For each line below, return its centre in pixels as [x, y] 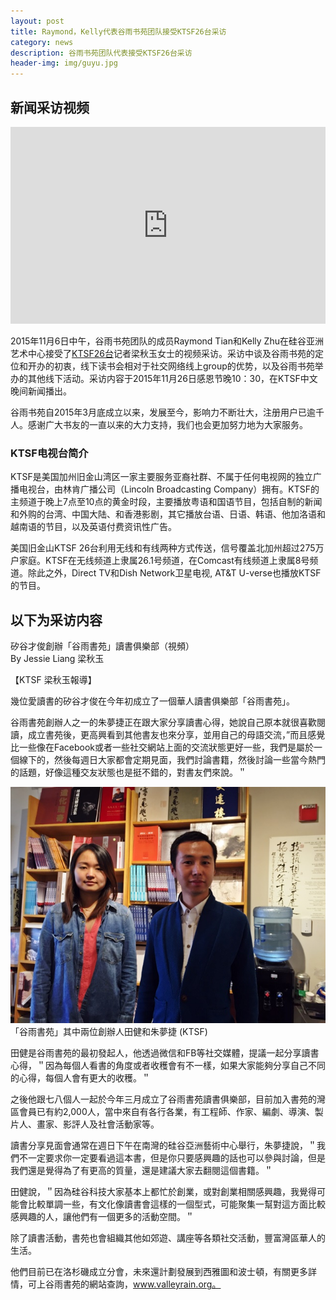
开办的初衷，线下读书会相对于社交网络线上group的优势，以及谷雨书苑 [171, 366]
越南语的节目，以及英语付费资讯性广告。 [93, 527]
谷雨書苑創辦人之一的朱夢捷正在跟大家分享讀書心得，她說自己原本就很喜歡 [163, 722]
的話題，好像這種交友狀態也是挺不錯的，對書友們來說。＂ [128, 772]
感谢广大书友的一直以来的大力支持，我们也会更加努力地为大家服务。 [167, 424]
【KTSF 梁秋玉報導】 [53, 680]
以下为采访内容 [56, 620]
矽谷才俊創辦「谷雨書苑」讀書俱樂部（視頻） [102, 646]
